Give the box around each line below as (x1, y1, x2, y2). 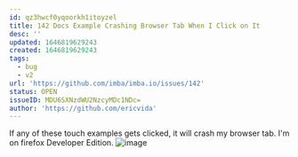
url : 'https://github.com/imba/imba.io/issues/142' (9, 79, 205, 88)
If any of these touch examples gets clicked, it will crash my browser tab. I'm (9, 128, 290, 138)
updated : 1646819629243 (9, 37, 98, 47)
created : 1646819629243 (9, 46, 98, 55)
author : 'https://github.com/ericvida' (9, 104, 157, 113)
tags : (9, 54, 29, 63)
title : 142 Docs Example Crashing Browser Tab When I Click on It (9, 21, 261, 30)
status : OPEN (9, 87, 58, 96)
